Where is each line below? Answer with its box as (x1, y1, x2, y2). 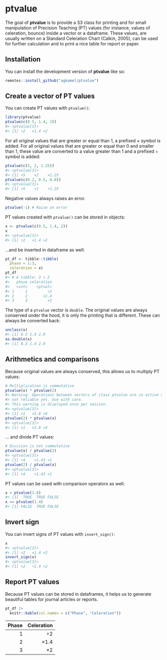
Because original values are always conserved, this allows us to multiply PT (5, 368, 160, 374)
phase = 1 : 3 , (9, 261, 37, 266)
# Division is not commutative (5, 443, 70, 449)
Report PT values (5, 578, 60, 586)
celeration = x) (9, 265, 43, 271)
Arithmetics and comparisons (5, 355, 99, 364)
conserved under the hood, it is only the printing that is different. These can (5, 312, 160, 318)
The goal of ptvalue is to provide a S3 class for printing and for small (5, 19, 147, 25)
